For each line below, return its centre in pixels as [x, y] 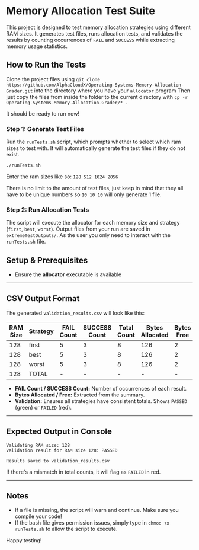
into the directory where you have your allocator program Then [112, 91]
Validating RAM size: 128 [38, 445]
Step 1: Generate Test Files [45, 129]
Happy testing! [24, 541]
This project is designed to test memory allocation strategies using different [98, 27]
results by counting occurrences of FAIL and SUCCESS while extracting [90, 40]
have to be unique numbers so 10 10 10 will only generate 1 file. [84, 194]
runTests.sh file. [26, 242]
